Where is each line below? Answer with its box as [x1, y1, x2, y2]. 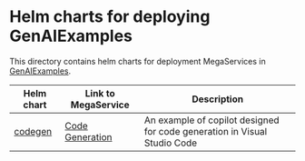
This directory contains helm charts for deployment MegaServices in [9, 55, 266, 66]
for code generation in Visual [143, 125, 268, 137]
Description [192, 93, 243, 106]
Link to [84, 86, 115, 99]
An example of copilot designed [143, 114, 280, 126]
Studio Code [143, 136, 198, 149]
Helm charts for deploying [9, 6, 211, 27]
